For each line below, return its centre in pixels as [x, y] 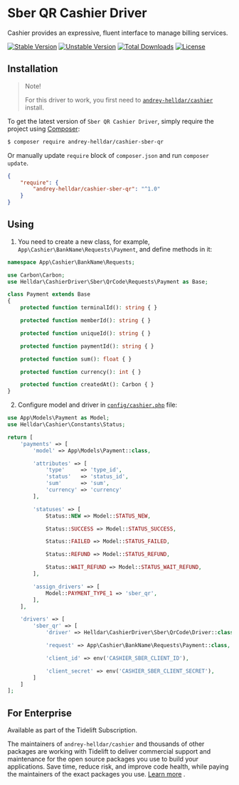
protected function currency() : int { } [81, 372]
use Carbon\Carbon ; [36, 275]
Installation [33, 69]
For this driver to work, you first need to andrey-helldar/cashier [119, 100]
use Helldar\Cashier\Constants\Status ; [67, 424]
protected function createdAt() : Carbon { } [87, 385]
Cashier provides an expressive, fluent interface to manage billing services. [118, 33]
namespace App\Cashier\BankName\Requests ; [71, 262]
